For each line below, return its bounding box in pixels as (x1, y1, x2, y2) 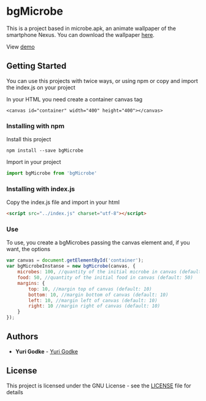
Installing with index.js (6, 184, 75, 193)
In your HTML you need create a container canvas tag (6, 95, 143, 103)
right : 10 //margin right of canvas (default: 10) (28, 303, 161, 310)
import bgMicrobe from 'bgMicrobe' (6, 170, 97, 176)
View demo (6, 43, 35, 50)
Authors (6, 332, 39, 342)
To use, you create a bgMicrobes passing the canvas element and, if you (6, 239, 190, 246)
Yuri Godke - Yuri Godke (15, 348, 78, 355)
